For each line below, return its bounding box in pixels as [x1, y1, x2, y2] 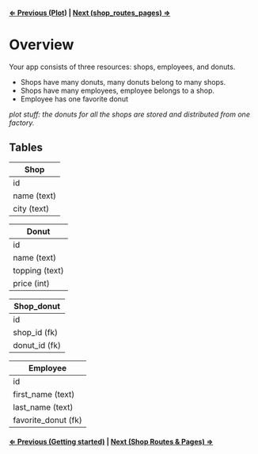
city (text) [13, 204, 50, 215]
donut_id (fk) [13, 340, 62, 351]
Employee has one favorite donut [20, 93, 129, 104]
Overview [9, 36, 74, 53]
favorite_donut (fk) [13, 414, 82, 425]
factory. [9, 117, 35, 128]
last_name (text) [13, 402, 74, 413]
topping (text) [13, 265, 64, 277]
